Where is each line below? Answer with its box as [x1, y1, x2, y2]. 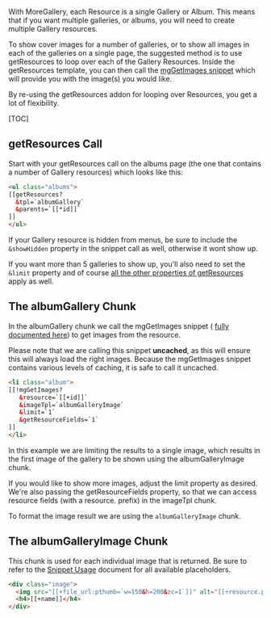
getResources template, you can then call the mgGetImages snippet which [8, 65, 256, 75]
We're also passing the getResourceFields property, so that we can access [8, 486, 257, 496]
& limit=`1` [19, 408, 56, 417]
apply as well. [8, 276, 54, 286]
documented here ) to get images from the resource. [8, 330, 181, 339]
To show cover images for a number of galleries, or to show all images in [8, 40, 250, 49]
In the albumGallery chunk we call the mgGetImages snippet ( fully [8, 321, 230, 330]
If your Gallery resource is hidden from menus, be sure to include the [8, 235, 238, 245]
